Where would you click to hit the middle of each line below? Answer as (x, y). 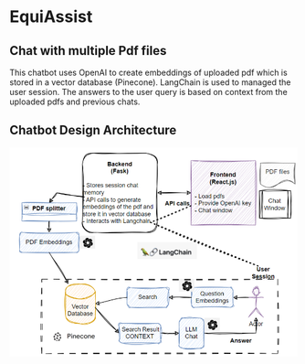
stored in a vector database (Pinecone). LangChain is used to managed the (150, 82)
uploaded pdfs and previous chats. (75, 102)
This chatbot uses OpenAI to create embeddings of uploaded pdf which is (148, 72)
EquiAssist (51, 17)
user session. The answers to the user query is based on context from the (148, 92)
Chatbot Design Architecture (93, 130)
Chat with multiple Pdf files (88, 51)
